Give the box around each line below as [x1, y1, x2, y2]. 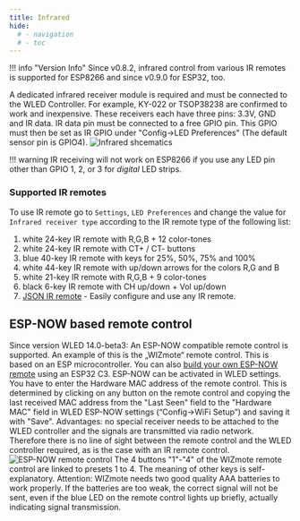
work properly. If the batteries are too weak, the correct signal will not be [9, 483, 279, 493]
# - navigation [17, 30, 74, 38]
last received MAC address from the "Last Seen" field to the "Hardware [9, 397, 272, 408]
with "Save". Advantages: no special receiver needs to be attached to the [9, 416, 279, 427]
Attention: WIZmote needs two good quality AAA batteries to [56, 474, 280, 484]
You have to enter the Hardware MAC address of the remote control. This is [9, 378, 287, 389]
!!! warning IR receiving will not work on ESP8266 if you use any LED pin [9, 154, 276, 166]
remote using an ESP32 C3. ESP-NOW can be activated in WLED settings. [9, 369, 282, 380]
